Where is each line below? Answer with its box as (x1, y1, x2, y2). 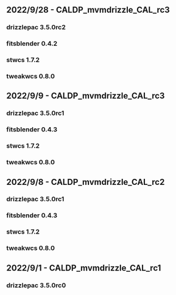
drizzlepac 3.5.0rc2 (6, 23, 66, 32)
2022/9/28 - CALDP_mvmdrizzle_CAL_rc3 (6, 5, 171, 15)
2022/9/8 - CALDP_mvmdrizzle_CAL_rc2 (6, 176, 165, 187)
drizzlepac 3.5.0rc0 (6, 281, 66, 290)
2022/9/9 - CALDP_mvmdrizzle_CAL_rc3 (6, 91, 165, 101)
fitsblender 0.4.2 (6, 40, 58, 48)
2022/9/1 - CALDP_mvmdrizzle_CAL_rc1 (6, 263, 161, 273)
